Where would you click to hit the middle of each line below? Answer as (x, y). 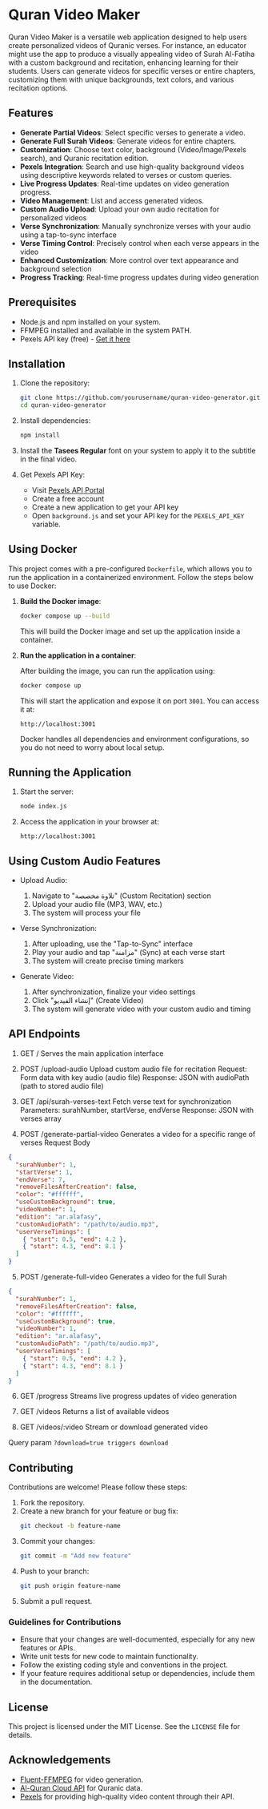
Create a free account (68, 499)
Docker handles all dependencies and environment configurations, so (134, 739)
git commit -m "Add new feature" (76, 1556)
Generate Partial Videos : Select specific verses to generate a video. (132, 132)
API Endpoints (44, 1034)
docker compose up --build (65, 616)
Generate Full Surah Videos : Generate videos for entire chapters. (128, 141)
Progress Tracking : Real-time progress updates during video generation (139, 277)
